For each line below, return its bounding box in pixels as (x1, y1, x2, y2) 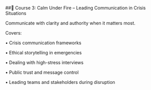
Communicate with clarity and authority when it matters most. (5, 20, 136, 26)
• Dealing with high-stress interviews (5, 59, 83, 66)
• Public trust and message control (5, 69, 79, 75)
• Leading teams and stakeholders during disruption (5, 79, 115, 85)
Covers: (5, 30, 22, 36)
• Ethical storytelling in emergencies (5, 50, 82, 55)
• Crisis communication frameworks (5, 40, 82, 46)
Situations (5, 10, 27, 16)
